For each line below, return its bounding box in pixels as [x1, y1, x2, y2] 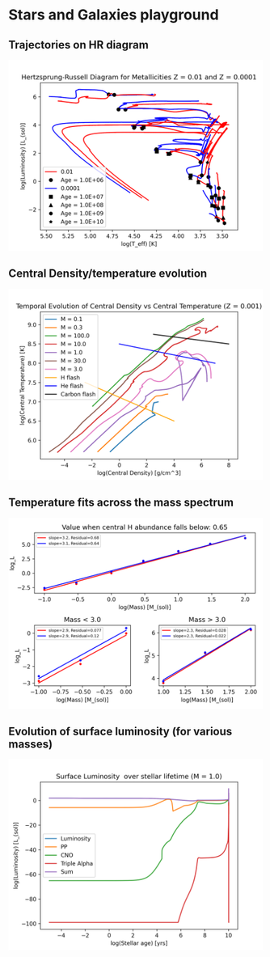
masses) [8, 738, 53, 752]
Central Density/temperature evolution [8, 267, 208, 281]
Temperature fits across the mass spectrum [8, 496, 234, 510]
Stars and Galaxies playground [8, 6, 220, 24]
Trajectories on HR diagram [8, 38, 150, 52]
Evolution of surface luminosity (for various [8, 725, 233, 739]
